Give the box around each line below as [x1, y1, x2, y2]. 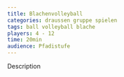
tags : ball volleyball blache [7, 23, 96, 30]
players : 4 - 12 [7, 29, 55, 37]
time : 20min [7, 36, 42, 43]
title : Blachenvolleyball [7, 10, 83, 17]
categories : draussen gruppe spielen [7, 17, 118, 24]
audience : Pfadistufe [7, 43, 71, 50]
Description [7, 62, 41, 70]
